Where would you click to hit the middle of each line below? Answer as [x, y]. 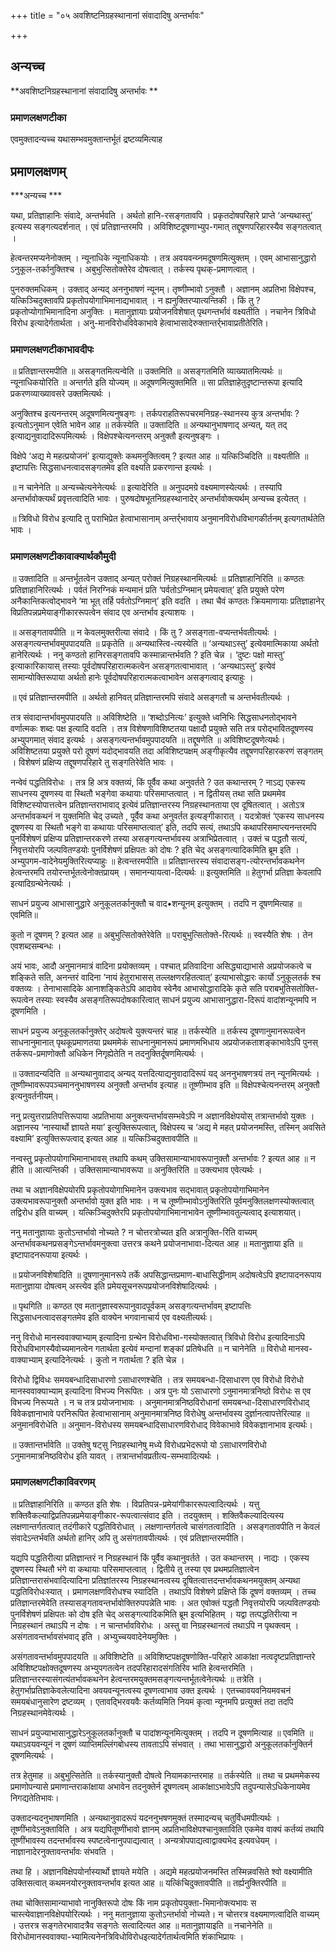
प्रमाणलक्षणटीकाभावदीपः [52, 349]
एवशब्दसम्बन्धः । [36, 946]
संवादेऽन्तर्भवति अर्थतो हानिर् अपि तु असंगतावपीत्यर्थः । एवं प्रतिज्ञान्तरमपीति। [127, 1537]
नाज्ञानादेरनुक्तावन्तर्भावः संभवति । [62, 1851]
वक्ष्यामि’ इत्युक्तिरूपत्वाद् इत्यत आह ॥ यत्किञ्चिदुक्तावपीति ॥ [104, 1138]
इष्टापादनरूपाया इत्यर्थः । [49, 1254]
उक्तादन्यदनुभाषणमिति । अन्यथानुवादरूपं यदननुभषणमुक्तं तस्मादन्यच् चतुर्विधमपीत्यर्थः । [145, 1817]
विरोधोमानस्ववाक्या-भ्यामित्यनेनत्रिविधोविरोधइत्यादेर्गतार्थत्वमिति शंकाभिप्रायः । [127, 1936]
